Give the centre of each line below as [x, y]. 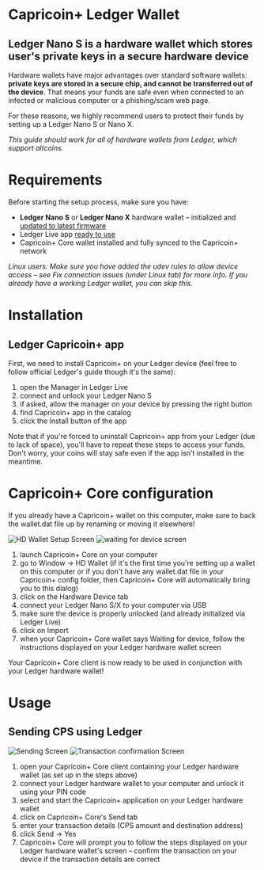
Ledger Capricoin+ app [66, 344]
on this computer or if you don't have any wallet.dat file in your [121, 571]
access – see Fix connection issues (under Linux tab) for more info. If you [128, 274]
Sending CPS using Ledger [75, 732]
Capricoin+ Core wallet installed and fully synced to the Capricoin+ [129, 242]
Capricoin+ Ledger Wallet [94, 15]
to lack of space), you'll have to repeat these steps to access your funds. [127, 445]
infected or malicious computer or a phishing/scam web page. [109, 100]
